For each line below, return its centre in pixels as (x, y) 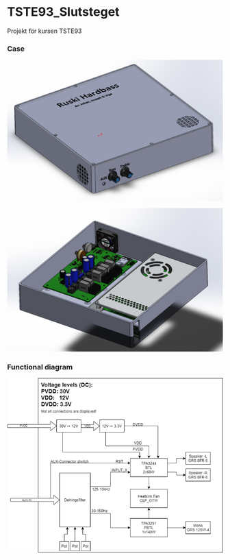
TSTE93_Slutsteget (63, 12)
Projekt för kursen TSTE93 (44, 31)
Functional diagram (40, 367)
